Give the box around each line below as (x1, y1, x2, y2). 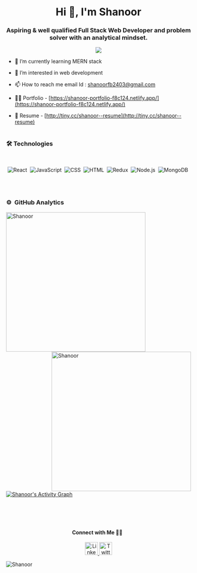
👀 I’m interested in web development (14, 69, 103, 76)
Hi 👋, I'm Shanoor (55, 5, 142, 19)
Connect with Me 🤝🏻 (72, 528, 123, 536)
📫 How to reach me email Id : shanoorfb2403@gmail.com (14, 81, 155, 88)
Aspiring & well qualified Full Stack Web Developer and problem (6, 26, 191, 35)
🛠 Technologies (6, 139, 53, 147)
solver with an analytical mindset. (49, 33, 148, 42)
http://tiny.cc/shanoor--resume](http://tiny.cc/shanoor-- (46, 112, 182, 119)
